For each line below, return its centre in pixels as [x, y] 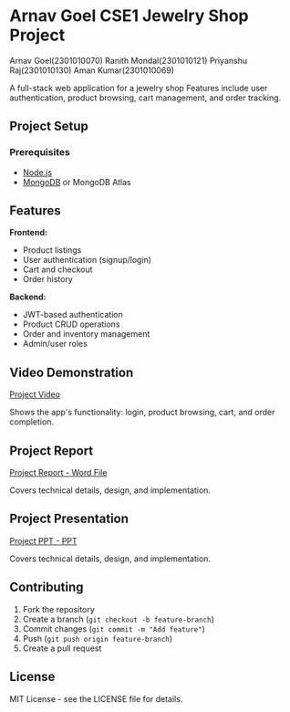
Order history [47, 279]
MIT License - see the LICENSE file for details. [96, 698]
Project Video [35, 394]
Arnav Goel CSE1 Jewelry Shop [129, 16]
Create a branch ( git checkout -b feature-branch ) [118, 619]
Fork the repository [59, 609]
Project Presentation [69, 519]
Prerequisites [40, 152]
